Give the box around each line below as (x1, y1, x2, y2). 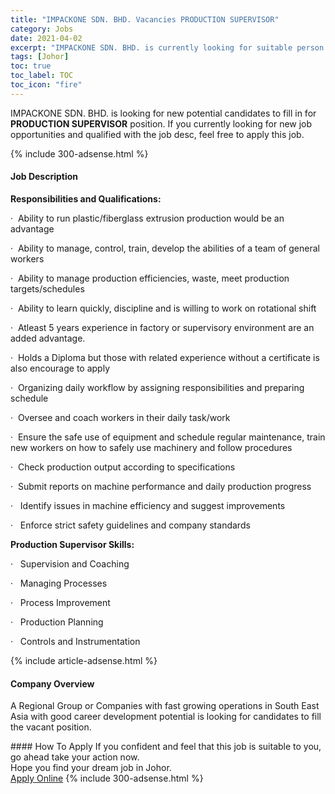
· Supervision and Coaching (10, 557, 130, 570)
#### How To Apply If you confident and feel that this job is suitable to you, (10, 741, 322, 753)
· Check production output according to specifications (10, 461, 236, 473)
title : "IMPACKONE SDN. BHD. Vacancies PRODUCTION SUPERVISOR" (10, 14, 280, 25)
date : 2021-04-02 (10, 33, 83, 43)
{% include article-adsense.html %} (10, 654, 158, 666)
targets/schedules (10, 282, 85, 295)
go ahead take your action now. (10, 751, 140, 763)
